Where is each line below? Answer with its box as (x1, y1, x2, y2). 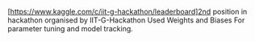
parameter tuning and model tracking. (7, 24, 134, 33)
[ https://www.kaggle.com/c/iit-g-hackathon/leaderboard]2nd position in (7, 7, 248, 16)
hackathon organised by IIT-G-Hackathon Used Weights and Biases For (7, 15, 245, 25)
